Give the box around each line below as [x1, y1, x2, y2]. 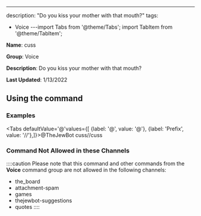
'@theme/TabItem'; [14, 30, 63, 36]
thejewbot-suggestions [14, 197, 72, 204]
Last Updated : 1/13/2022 [6, 76, 68, 83]
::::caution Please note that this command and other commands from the [6, 160, 185, 167]
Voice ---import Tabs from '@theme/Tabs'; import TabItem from [14, 23, 173, 31]
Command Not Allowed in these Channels [6, 146, 130, 154]
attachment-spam [14, 184, 59, 191]
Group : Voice [6, 53, 39, 60]
